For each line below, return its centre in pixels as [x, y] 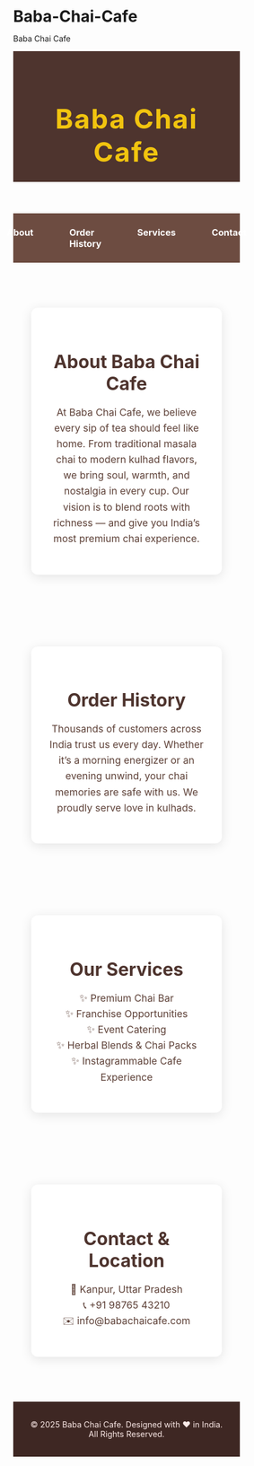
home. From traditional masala [127, 444]
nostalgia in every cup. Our [127, 491]
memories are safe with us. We [127, 792]
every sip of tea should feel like [127, 428]
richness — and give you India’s [127, 522]
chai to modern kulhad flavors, [127, 460]
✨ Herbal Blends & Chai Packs [127, 1045]
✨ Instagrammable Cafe [127, 1061]
